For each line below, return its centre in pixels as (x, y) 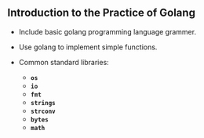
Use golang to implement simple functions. (88, 47)
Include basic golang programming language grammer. (107, 31)
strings (43, 103)
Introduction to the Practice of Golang (101, 13)
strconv (43, 111)
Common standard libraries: (64, 62)
